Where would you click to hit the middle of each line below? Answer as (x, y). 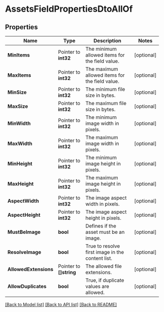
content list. (99, 258)
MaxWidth (20, 144)
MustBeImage (24, 232)
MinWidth (19, 123)
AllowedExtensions (31, 269)
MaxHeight (21, 184)
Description (107, 41)
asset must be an (105, 232)
